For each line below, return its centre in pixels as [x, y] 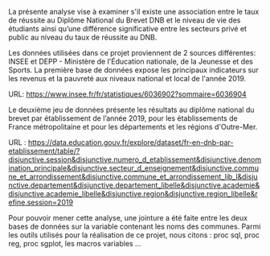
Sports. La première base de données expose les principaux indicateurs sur [133, 70]
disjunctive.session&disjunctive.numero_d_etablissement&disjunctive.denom [135, 159]
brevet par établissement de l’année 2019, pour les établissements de [123, 118]
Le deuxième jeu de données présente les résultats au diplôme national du [131, 109]
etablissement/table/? [44, 151]
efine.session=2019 [41, 202]
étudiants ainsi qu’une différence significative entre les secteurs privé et [128, 29]
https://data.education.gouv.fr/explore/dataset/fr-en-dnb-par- [131, 142]
